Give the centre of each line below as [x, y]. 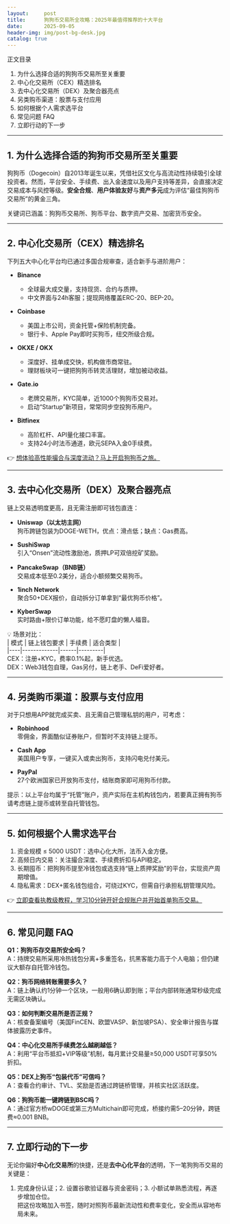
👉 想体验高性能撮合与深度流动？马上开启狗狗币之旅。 [84, 458]
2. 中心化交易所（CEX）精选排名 [76, 243]
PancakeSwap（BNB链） [53, 567]
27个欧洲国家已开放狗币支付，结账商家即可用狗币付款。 [95, 780]
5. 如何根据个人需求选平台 [62, 833]
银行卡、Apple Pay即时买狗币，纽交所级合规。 [93, 334]
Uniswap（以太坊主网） [51, 522]
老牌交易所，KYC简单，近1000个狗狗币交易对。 [94, 398]
